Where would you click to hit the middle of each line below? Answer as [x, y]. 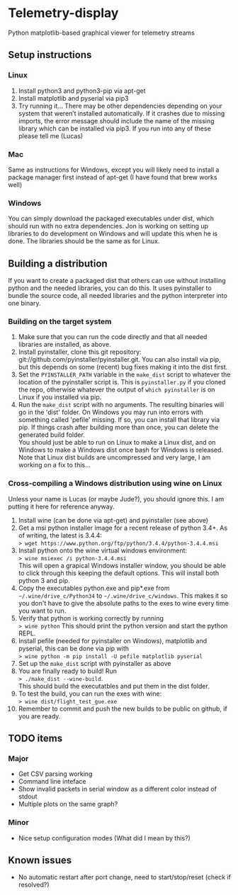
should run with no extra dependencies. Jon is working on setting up [108, 226]
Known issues [40, 860]
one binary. [24, 304]
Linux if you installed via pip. [60, 397]
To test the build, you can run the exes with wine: [90, 694]
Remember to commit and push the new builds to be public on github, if [123, 708]
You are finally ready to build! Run [68, 671]
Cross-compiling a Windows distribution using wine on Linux [115, 484]
